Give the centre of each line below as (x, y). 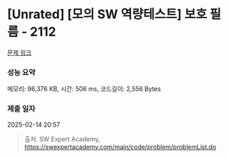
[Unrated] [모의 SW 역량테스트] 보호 (107, 14)
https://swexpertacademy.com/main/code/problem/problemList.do (120, 147)
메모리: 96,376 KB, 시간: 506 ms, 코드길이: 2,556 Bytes (84, 89)
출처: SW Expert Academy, (62, 139)
